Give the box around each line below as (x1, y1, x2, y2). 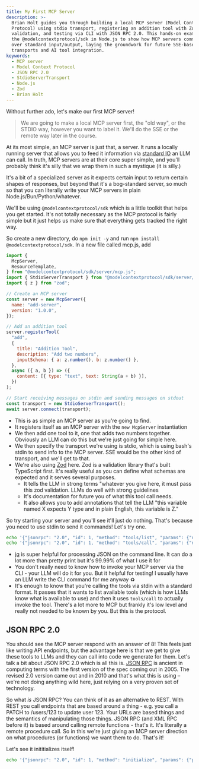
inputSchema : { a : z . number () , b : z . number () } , (17, 357, 139, 363)
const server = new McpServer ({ (6, 296, 86, 302)
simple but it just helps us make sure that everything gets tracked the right (6, 217, 188, 224)
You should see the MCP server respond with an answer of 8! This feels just (6, 641, 191, 648)
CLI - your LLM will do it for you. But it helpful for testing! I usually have (14, 569, 188, 577)
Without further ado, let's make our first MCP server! (6, 107, 134, 115)
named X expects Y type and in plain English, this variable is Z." (23, 505, 179, 512)
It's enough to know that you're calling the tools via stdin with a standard (14, 583, 192, 590)
